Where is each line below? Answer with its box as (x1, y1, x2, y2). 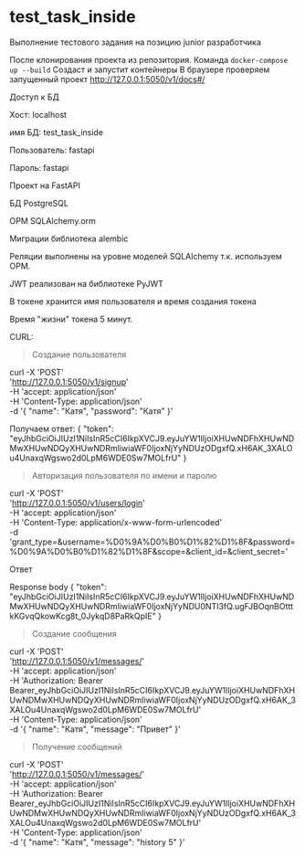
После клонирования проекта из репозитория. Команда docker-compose (9, 54, 289, 65)
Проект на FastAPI (9, 180, 80, 191)
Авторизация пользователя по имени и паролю (31, 470, 217, 481)
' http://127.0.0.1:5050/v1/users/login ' (9, 497, 146, 508)
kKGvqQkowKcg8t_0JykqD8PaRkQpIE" (9, 610, 157, 621)
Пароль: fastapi (9, 162, 69, 173)
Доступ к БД (9, 91, 59, 102)
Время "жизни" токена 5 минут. (9, 313, 133, 324)
